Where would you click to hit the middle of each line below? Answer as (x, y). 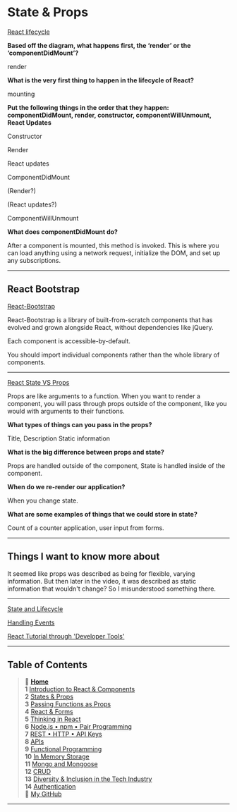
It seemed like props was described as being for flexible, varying (101, 573)
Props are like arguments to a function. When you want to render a (104, 396)
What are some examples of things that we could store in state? (102, 514)
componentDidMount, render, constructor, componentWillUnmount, (109, 115)
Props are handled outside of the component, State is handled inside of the (116, 465)
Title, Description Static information (59, 438)
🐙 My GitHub (43, 794)
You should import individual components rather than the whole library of (114, 355)
